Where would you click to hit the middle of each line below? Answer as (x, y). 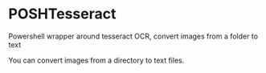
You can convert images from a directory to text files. (96, 60)
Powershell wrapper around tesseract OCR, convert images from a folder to (133, 36)
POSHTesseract (62, 14)
